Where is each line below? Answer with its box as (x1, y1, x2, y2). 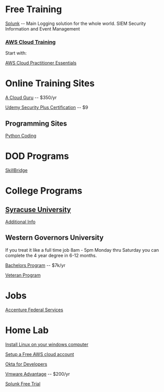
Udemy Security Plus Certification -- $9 (5, 104, 89, 110)
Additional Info (5, 219, 36, 225)
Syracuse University (5, 205, 71, 214)
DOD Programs (5, 150, 69, 162)
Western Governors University (5, 233, 104, 242)
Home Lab (5, 324, 49, 336)
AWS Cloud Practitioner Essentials (5, 60, 77, 66)
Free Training (5, 4, 62, 15)
